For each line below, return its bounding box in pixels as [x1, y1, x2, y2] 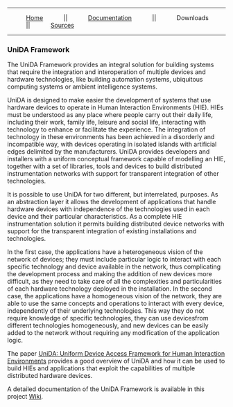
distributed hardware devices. [7, 372, 93, 380]
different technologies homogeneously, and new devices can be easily [7, 321, 209, 329]
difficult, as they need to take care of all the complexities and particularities [7, 278, 222, 286]
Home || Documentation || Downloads [26, 14, 209, 21]
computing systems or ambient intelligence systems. [7, 82, 158, 91]
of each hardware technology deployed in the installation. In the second [7, 284, 212, 293]
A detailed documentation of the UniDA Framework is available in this [7, 385, 205, 393]
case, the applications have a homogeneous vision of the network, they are [7, 292, 222, 300]
